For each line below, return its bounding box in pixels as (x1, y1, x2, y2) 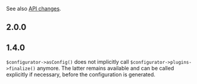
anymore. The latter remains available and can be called (36, 65, 174, 72)
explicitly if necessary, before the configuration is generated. (6, 71, 156, 78)
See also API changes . (6, 5, 61, 12)
